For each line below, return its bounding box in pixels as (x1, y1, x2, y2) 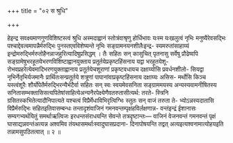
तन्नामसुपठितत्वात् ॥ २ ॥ (7, 128, 61, 135)
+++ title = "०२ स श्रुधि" (7, 7, 68, 15)
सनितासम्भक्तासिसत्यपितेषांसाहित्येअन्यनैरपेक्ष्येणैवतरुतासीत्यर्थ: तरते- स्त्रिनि (7, 89, 169, 96)
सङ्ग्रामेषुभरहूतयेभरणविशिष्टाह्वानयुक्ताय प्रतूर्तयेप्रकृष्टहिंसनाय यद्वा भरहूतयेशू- (7, 58, 169, 65)
